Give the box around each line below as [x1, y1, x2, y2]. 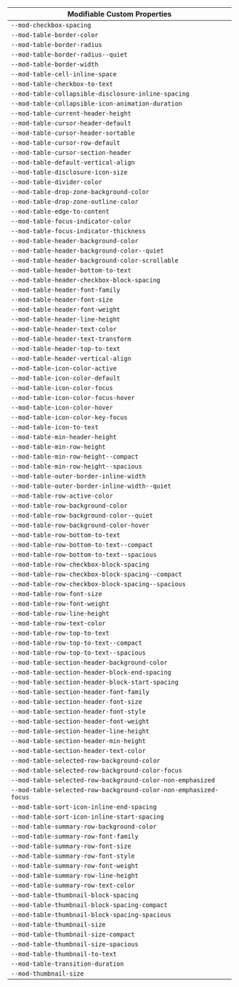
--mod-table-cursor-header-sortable [11, 129, 135, 137]
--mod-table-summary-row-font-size [11, 842, 132, 850]
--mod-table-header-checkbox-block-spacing [11, 276, 161, 284]
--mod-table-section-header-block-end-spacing [11, 668, 172, 676]
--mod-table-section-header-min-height [11, 737, 146, 745]
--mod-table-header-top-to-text [11, 345, 121, 352]
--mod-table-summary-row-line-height [11, 871, 139, 879]
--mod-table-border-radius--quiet [11, 51, 128, 58]
